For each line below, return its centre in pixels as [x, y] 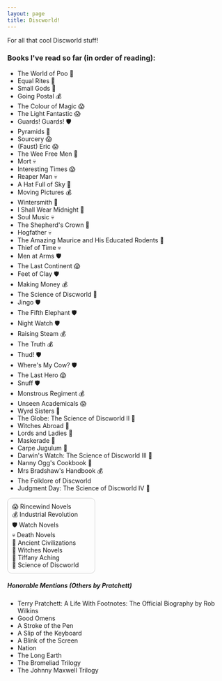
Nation [27, 647]
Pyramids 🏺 [34, 131]
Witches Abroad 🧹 [43, 425]
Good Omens [36, 618]
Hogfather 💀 [34, 232]
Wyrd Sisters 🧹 [39, 411]
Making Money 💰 [42, 284]
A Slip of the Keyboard [49, 633]
